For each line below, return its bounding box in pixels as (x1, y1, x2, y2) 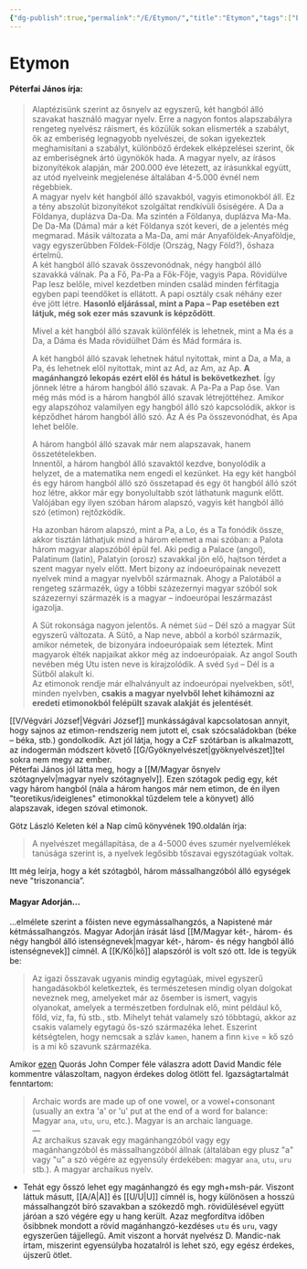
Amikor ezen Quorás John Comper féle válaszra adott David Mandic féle (9, 1059, 281, 1070)
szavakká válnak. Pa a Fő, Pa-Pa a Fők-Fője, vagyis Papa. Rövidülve (31, 269, 288, 280)
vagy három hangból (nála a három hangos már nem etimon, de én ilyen (9, 784, 281, 794)
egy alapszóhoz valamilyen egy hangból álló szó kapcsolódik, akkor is (31, 401, 296, 412)
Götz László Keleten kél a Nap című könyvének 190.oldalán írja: (9, 820, 247, 832)
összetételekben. (31, 449, 98, 460)
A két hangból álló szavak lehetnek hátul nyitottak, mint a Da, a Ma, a (31, 353, 291, 364)
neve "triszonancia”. (9, 875, 85, 887)
